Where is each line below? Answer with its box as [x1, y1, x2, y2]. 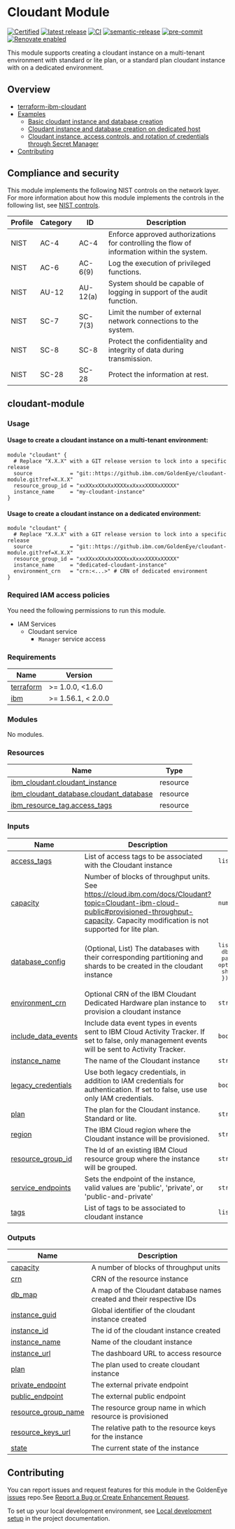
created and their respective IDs [91, 1294, 197, 1304]
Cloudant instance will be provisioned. [84, 1134, 210, 1143]
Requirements [7, 652, 57, 662]
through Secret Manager [27, 140, 99, 148]
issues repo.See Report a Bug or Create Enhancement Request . [7, 1493, 190, 1501]
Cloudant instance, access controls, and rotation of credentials [27, 132, 209, 140]
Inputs [7, 822, 30, 831]
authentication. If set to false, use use [84, 1085, 208, 1094]
